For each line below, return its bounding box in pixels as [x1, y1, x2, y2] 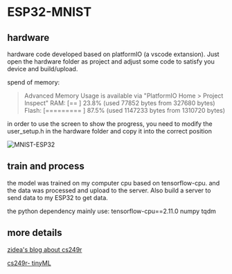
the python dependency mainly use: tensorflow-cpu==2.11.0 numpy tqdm [7, 207, 217, 215]
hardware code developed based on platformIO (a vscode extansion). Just [7, 50, 220, 58]
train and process [7, 161, 84, 172]
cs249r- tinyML [7, 259, 52, 267]
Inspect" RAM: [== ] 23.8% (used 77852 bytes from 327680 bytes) [24, 99, 216, 107]
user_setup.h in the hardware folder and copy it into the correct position [7, 127, 213, 135]
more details [7, 227, 62, 239]
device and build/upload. [7, 65, 78, 73]
